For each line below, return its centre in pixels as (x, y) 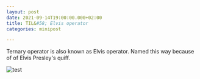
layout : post (23, 12)
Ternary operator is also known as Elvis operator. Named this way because (100, 52)
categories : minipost (34, 29)
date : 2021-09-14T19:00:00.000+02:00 (54, 18)
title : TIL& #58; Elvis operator (47, 23)
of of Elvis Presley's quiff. (38, 58)
